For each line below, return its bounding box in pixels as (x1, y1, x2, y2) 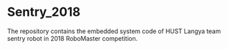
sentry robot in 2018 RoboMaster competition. (7, 34, 138, 42)
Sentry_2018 (7, 4, 81, 20)
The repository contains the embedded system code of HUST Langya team (7, 27, 221, 35)
